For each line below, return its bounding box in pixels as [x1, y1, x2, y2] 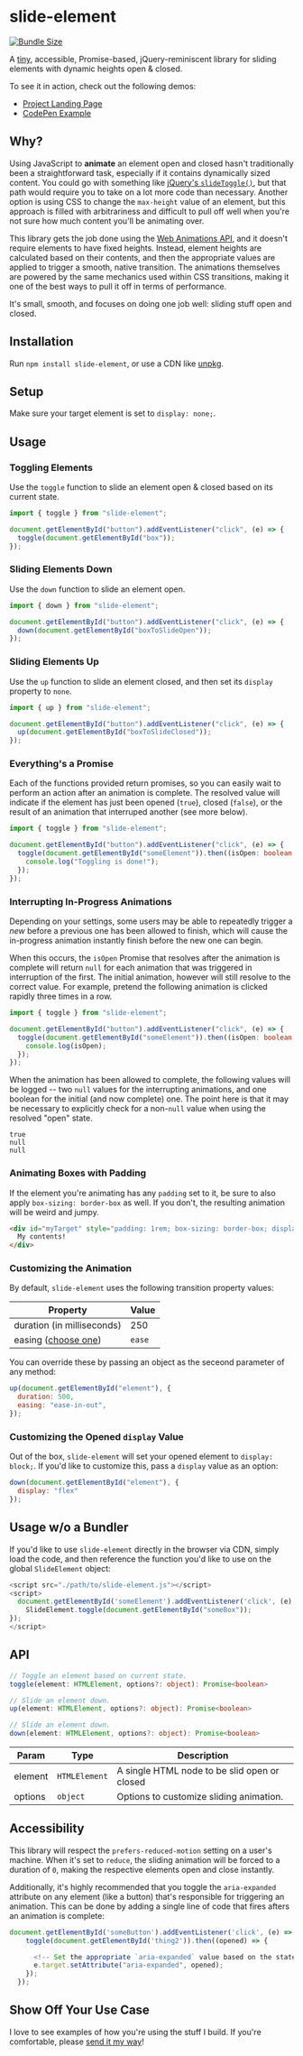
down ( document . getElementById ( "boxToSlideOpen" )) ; [17, 625, 212, 635]
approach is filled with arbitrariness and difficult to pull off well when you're [9, 206, 290, 217]
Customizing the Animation [9, 1262, 133, 1275]
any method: [9, 1367, 57, 1378]
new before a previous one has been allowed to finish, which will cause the [9, 926, 289, 936]
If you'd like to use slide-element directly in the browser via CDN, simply [9, 1544, 280, 1554]
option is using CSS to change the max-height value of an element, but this [9, 196, 286, 207]
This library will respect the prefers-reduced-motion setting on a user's [9, 1845, 272, 1856]
